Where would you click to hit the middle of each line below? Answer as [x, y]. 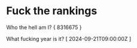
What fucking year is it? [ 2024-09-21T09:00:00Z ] [69, 39]
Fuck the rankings [52, 11]
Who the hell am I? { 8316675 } [44, 27]
